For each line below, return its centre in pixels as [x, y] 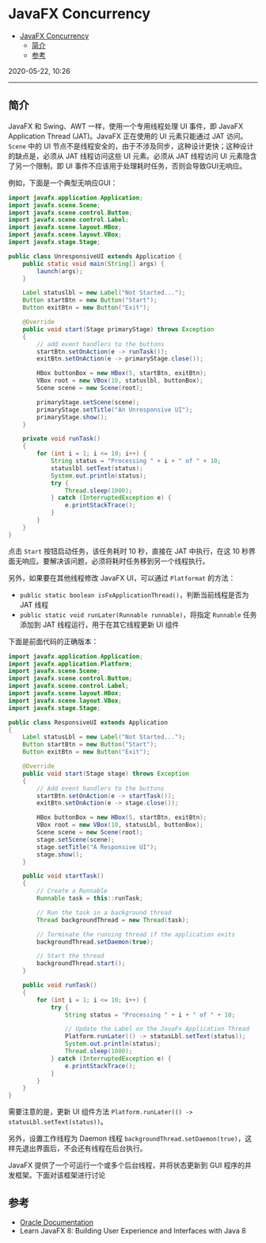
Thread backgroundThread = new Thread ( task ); [113, 920]
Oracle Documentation [56, 1222]
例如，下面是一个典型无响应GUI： [63, 183]
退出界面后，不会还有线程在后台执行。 [84, 1148]
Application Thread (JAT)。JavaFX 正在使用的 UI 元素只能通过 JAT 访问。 [128, 136]
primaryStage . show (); [72, 417]
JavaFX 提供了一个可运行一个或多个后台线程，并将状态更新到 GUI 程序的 [127, 1165]
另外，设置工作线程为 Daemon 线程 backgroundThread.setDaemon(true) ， [127, 1139]
